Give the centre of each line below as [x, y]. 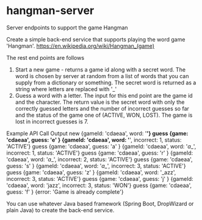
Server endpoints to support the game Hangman [67, 28]
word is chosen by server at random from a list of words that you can [102, 76]
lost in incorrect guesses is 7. [52, 121]
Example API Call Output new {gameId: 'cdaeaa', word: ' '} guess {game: [97, 133]
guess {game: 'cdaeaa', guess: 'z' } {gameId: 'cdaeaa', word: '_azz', [91, 172]
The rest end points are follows [45, 57]
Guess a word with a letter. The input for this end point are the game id [104, 95]
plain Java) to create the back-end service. [60, 210]
